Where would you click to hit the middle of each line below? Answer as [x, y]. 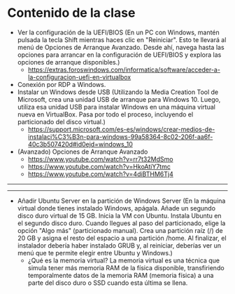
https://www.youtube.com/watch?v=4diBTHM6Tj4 [100, 174]
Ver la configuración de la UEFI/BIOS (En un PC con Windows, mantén [119, 32]
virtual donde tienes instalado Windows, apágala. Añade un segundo [116, 208]
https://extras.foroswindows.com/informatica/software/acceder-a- [124, 69]
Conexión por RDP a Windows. [62, 84]
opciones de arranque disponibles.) [69, 62]
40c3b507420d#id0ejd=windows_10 [80, 144]
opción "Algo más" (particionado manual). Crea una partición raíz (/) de [120, 230]
